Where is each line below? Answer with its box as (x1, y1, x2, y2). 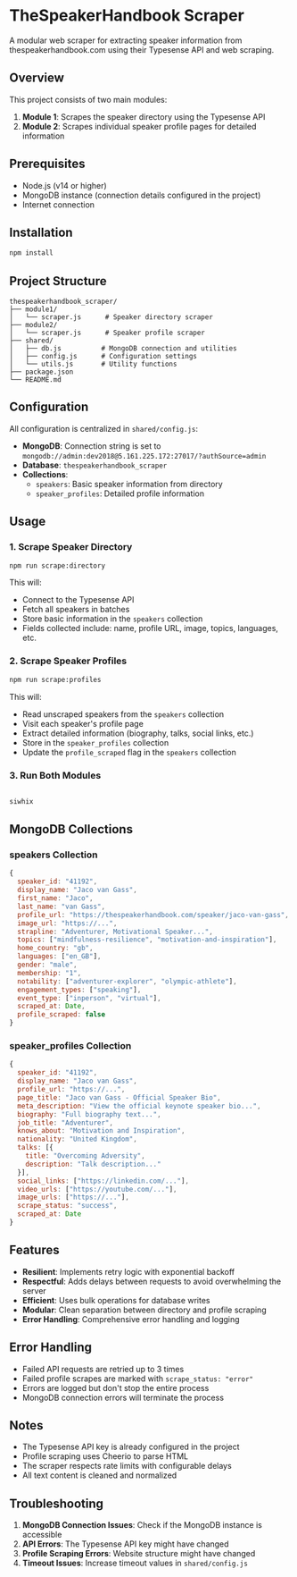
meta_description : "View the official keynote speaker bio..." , (17, 1101, 261, 1110)
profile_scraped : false (17, 1010, 105, 1019)
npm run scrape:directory (9, 561, 105, 570)
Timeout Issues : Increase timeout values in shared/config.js (21, 1557, 248, 1569)
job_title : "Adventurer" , (17, 1118, 114, 1127)
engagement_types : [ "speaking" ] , (17, 985, 142, 994)
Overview (9, 71, 65, 86)
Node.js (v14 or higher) (21, 180, 107, 190)
